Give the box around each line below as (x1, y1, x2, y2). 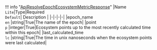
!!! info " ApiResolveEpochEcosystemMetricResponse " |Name (5, 4, 126, 10)
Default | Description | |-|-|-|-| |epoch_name (5, 14, 93, 20)
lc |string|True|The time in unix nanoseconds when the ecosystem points (5, 35, 152, 40)
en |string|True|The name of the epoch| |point (5, 19, 97, 25)
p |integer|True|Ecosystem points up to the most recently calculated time (5, 25, 151, 30)
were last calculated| (5, 40, 47, 45)
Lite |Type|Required (5, 9, 45, 15)
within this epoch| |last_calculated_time (5, 30, 84, 35)
